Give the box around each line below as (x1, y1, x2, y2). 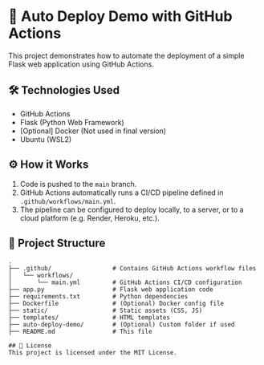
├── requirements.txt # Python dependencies (8, 293, 189, 301)
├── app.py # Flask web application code (8, 286, 214, 294)
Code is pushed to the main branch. (19, 179, 137, 189)
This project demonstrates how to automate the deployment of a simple (8, 51, 245, 60)
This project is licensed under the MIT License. (8, 349, 178, 357)
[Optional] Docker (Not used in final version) (19, 126, 167, 136)
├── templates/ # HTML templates (8, 314, 171, 322)
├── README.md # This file (8, 328, 152, 336)
